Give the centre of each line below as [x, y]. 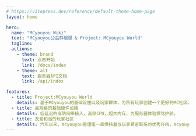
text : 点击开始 [38, 60]
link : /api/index [43, 81]
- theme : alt [32, 70]
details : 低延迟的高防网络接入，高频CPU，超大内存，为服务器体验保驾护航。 [97, 113]
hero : [13, 27]
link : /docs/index [44, 65]
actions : [22, 49]
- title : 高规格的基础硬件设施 [45, 108]
